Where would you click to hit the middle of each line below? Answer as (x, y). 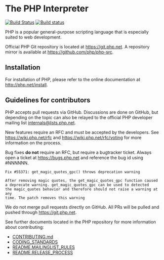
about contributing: (25, 227)
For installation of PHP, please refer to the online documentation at (73, 79)
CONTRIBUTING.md (33, 237)
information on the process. (33, 143)
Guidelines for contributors (48, 100)
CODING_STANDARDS (35, 242)
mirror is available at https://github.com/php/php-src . (59, 52)
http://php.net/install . (27, 85)
